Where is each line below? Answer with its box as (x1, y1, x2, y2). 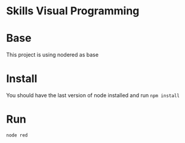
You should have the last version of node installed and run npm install (6, 92, 180, 99)
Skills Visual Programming (6, 4, 140, 18)
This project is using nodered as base (6, 51, 99, 58)
